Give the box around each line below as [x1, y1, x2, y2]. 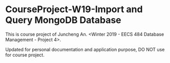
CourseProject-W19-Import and [5, 4, 143, 15]
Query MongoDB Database [5, 14, 121, 26]
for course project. [5, 52, 45, 58]
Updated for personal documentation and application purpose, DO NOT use [5, 46, 165, 52]
